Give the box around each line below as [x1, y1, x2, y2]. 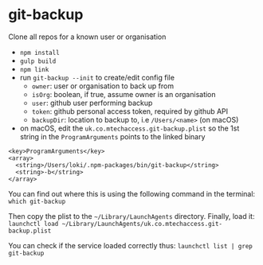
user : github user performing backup [31, 98, 153, 107]
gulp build [19, 57, 57, 65]
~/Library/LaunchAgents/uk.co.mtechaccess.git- [61, 220, 223, 228]
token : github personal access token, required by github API [31, 106, 229, 116]
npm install [19, 49, 60, 57]
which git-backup [8, 197, 66, 205]
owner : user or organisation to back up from [31, 81, 174, 91]
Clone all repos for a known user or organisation [8, 32, 167, 41]
